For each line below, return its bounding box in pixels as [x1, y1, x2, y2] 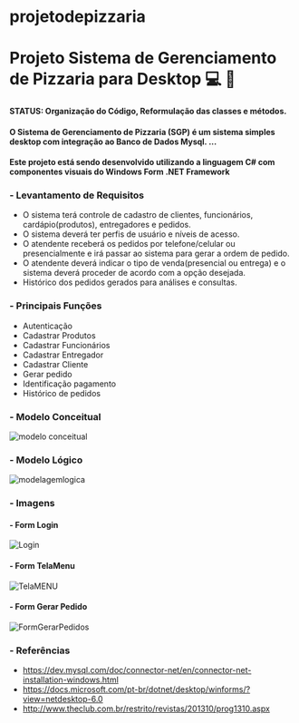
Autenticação [22, 320, 72, 331]
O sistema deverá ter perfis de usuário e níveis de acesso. [22, 229, 240, 239]
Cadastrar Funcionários [22, 339, 111, 350]
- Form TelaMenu [9, 561, 75, 572]
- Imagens [9, 497, 55, 510]
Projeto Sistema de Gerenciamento [9, 48, 277, 69]
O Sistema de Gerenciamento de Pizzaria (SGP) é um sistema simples [9, 126, 275, 137]
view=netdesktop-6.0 [22, 694, 103, 705]
